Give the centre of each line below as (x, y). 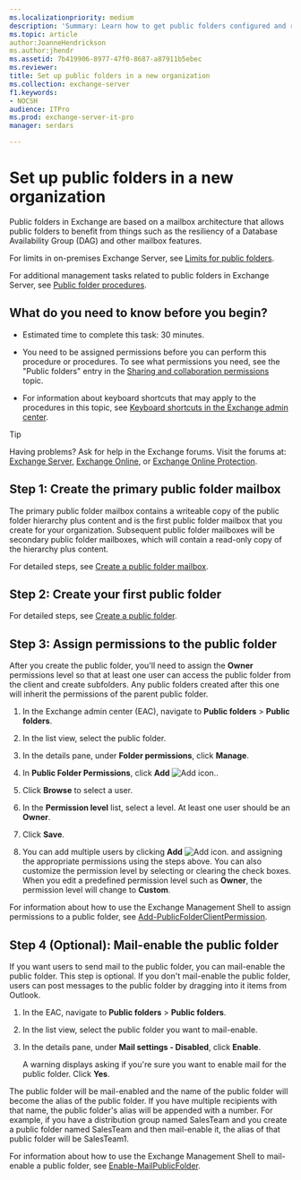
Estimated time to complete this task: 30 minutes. (113, 334)
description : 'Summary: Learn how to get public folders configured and (148, 26)
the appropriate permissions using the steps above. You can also (142, 861)
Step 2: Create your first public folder (116, 594)
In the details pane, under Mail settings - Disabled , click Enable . (142, 1047)
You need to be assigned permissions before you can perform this (144, 352)
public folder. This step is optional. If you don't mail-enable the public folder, (150, 976)
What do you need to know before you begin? (139, 313)
